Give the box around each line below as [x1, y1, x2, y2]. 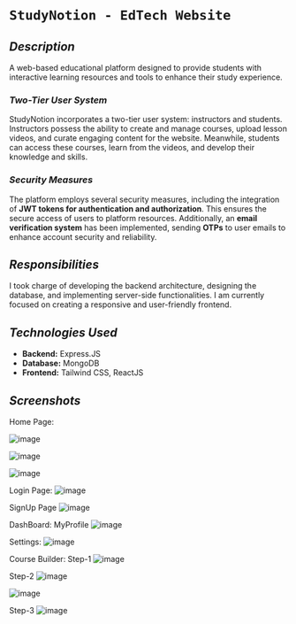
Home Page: [9, 417, 55, 428]
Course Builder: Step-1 [9, 554, 92, 565]
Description [9, 39, 75, 54]
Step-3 [9, 605, 35, 616]
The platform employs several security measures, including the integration [9, 194, 280, 204]
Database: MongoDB [21, 358, 100, 369]
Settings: [9, 536, 42, 547]
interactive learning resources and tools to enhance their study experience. [9, 72, 283, 82]
